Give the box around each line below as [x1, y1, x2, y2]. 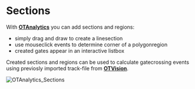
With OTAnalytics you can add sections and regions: [6, 23, 135, 30]
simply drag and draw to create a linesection [14, 35, 123, 42]
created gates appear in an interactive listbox [14, 47, 125, 54]
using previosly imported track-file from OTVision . [6, 64, 128, 71]
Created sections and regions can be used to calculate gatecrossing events [6, 59, 190, 66]
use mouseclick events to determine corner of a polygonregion [14, 41, 168, 48]
